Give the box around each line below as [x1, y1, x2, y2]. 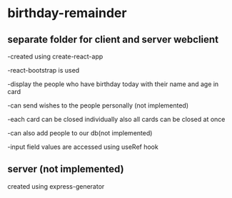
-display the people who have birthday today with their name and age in [7, 80, 219, 88]
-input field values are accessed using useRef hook [7, 142, 158, 151]
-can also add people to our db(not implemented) [7, 129, 153, 137]
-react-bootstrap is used [7, 66, 80, 74]
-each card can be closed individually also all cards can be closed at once [7, 115, 226, 123]
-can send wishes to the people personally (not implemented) [7, 101, 189, 110]
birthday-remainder [7, 5, 127, 21]
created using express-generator [7, 182, 105, 190]
